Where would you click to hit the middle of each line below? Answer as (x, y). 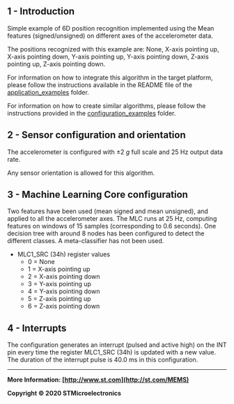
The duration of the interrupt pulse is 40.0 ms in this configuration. (103, 360)
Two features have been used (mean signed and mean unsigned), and (108, 211)
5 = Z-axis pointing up (60, 299)
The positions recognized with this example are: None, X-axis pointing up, (113, 49)
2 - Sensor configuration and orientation (96, 135)
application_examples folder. (48, 92)
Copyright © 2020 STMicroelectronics (64, 394)
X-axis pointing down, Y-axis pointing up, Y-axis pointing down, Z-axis (108, 56)
